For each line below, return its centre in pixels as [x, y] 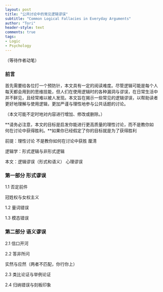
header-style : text [25, 28]
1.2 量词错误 [17, 208]
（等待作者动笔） [22, 60]
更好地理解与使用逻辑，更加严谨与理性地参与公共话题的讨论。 [67, 104]
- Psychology [18, 46]
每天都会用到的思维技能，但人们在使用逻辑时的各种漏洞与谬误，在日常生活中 [81, 91]
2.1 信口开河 [17, 243]
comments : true [20, 32]
